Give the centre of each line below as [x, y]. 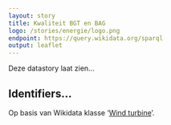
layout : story [32, 16]
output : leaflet [35, 46]
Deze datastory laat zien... [51, 68]
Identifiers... [40, 93]
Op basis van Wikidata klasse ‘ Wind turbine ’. [81, 112]
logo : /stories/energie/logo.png [64, 30]
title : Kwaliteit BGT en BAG [57, 23]
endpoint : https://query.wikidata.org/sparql [85, 38]
